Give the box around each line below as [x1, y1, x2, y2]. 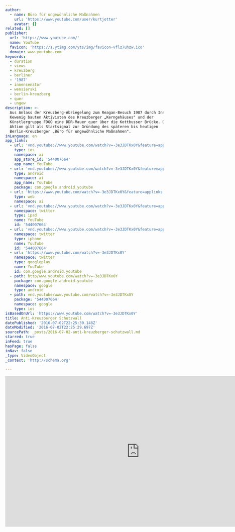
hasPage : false [5, 344, 37, 349]
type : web [14, 194, 35, 199]
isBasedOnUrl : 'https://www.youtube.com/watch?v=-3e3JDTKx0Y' [5, 311, 138, 316]
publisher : [5, 31, 28, 36]
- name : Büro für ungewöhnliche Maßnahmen [10, 12, 100, 17]
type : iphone [14, 236, 42, 241]
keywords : [5, 54, 26, 59]
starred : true [5, 335, 35, 340]
